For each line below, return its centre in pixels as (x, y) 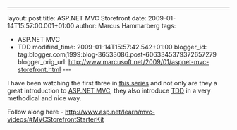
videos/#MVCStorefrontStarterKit (56, 119)
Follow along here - (35, 112)
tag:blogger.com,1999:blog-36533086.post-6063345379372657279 (117, 54)
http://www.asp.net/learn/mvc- (110, 112)
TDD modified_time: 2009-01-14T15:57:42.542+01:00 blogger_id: (112, 47)
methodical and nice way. (44, 98)
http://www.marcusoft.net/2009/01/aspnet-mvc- (139, 62)
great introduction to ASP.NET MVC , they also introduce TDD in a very (109, 90)
